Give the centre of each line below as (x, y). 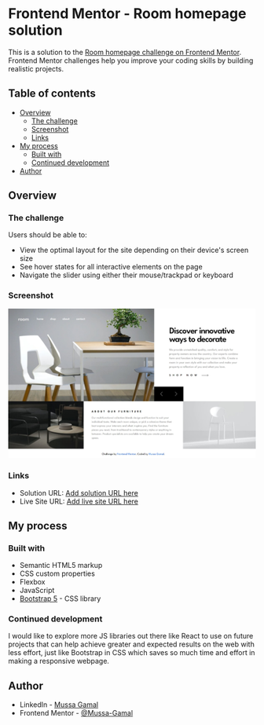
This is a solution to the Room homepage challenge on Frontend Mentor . (125, 52)
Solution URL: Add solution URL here (79, 492)
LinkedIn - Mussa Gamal (59, 705)
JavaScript (37, 591)
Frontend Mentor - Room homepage (127, 14)
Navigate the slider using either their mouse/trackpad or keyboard (126, 275)
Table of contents (52, 94)
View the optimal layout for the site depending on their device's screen (134, 250)
